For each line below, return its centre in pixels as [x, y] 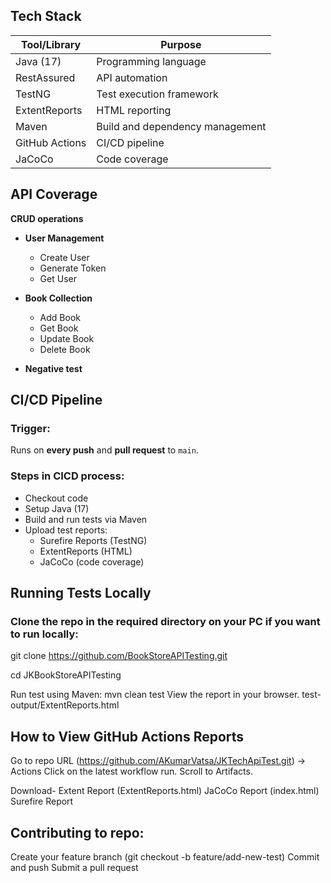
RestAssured [45, 77]
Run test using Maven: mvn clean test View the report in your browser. [155, 695]
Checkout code [56, 498]
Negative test [53, 368]
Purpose [181, 44]
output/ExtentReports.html [65, 705]
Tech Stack [46, 16]
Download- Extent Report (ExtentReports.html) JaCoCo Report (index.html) [165, 791]
